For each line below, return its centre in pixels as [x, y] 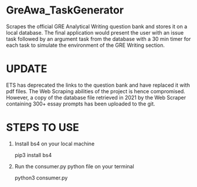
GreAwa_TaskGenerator [65, 10]
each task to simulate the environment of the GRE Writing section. [86, 45]
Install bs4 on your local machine [55, 144]
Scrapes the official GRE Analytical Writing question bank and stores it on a [97, 26]
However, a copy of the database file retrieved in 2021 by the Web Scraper [96, 97]
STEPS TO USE [43, 127]
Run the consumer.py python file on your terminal [74, 166]
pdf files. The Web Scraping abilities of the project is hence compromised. [96, 91]
